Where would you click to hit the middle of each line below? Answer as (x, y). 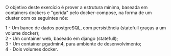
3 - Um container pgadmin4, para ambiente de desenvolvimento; (74, 44)
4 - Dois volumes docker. (32, 49)
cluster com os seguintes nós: (37, 18)
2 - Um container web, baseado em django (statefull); (62, 38)
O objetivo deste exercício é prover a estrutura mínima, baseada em (77, 7)
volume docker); (22, 33)
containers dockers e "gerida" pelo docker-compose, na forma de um (79, 13)
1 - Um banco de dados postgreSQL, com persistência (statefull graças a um (86, 28)
